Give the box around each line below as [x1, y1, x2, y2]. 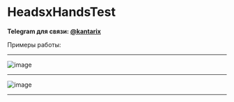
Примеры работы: [7, 40, 61, 49]
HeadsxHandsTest [7, 4, 116, 20]
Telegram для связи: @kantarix [7, 27, 101, 35]
